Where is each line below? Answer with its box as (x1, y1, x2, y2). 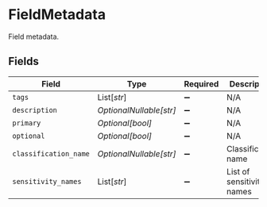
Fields (8, 55, 40, 68)
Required (184, 78, 219, 89)
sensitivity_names (12, 177, 82, 186)
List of (226, 166, 250, 177)
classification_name (12, 149, 90, 158)
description (12, 105, 58, 114)
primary (12, 118, 41, 128)
